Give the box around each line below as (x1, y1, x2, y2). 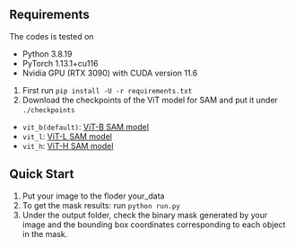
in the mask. (22, 228, 68, 239)
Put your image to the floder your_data (22, 190, 165, 201)
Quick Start (9, 166, 74, 182)
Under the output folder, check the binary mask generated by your (22, 209, 268, 220)
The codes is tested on (9, 31, 94, 41)
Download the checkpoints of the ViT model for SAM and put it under (22, 94, 278, 105)
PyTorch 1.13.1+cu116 (22, 57, 99, 68)
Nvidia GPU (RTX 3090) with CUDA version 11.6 (22, 67, 198, 78)
